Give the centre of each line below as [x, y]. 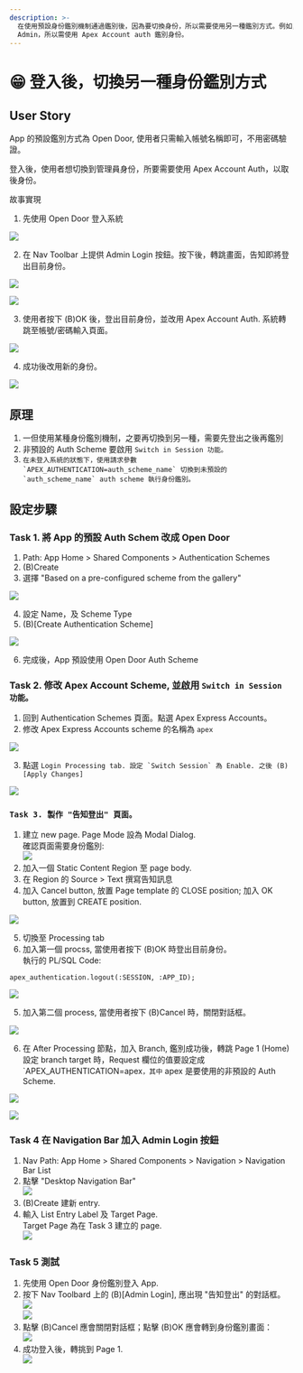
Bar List [37, 1170]
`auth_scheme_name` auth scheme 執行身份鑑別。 [109, 479]
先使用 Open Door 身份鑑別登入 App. [91, 1284]
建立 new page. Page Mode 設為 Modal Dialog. [109, 835]
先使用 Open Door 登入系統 [73, 218]
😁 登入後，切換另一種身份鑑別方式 [138, 82]
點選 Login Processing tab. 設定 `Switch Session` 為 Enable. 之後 [147, 765]
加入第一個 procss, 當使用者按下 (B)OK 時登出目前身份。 [127, 950]
